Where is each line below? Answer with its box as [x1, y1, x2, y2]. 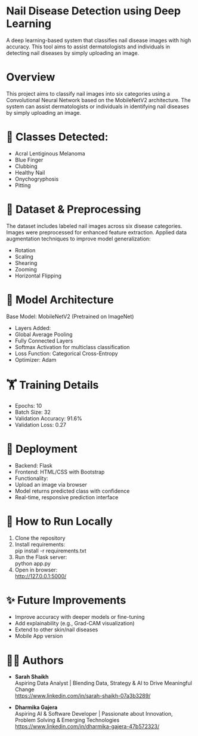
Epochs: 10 [14, 402, 42, 409]
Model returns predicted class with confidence [14, 487, 130, 494]
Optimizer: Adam [14, 356, 57, 363]
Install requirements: [14, 540, 66, 548]
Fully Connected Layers [14, 337, 73, 344]
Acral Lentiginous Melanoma [14, 149, 85, 157]
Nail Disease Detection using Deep [6, 4, 181, 18]
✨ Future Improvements [6, 593, 126, 607]
